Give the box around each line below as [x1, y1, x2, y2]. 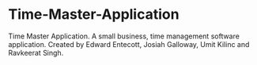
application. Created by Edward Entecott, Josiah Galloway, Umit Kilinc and [8, 39, 250, 49]
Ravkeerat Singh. [8, 48, 64, 57]
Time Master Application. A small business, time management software [8, 31, 240, 41]
